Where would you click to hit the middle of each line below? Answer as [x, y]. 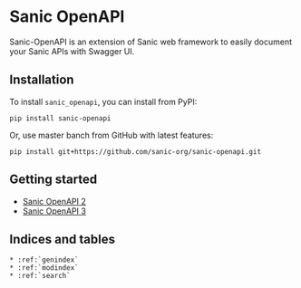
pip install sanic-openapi [60, 118]
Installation [42, 80]
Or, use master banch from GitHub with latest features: [112, 135]
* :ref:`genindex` [44, 260]
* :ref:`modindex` [44, 268]
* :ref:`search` [40, 276]
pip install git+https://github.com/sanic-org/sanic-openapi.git [135, 151]
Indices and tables [63, 239]
